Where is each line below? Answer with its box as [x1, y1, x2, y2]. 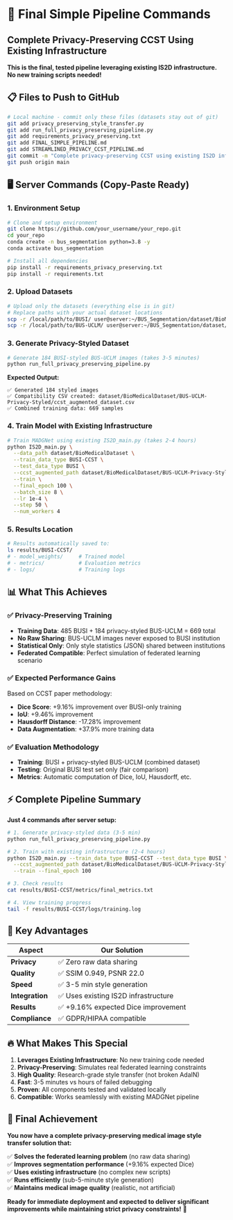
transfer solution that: [7, 1139, 72, 1147]
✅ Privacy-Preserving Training [7, 611, 112, 620]
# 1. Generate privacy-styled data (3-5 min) [7, 829, 141, 836]
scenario [17, 656, 43, 664]
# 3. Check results [7, 880, 64, 888]
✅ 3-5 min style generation [58, 980, 148, 990]
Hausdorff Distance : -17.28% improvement [17, 717, 141, 725]
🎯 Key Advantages [7, 925, 89, 937]
